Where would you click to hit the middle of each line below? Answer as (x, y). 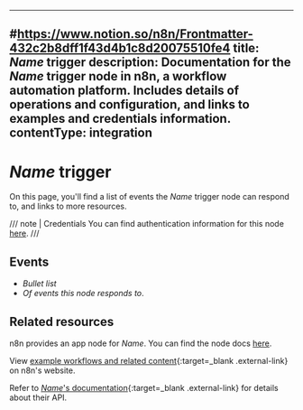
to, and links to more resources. (68, 206)
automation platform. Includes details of (124, 91)
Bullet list (39, 284)
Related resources (62, 321)
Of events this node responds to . (83, 294)
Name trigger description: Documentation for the (150, 63)
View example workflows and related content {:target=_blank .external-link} (149, 360)
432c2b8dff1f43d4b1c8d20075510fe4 (120, 48)
